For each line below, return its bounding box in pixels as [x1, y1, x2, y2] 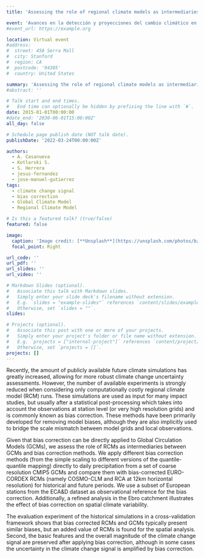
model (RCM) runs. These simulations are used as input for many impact [6, 393, 188, 400]
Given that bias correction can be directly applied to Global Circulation [6, 436, 182, 444]
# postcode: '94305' [6, 64, 61, 71]
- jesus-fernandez [12, 171, 59, 177]
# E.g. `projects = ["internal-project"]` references [6, 339, 151, 345]
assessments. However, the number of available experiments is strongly [6, 379, 186, 387]
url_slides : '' [6, 266, 45, 272]
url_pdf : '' [6, 260, 36, 266]
